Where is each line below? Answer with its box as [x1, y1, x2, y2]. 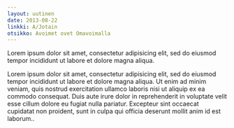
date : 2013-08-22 [7, 17, 58, 24]
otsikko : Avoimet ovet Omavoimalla [7, 29, 111, 37]
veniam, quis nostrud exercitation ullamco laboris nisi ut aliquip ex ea [7, 85, 205, 93]
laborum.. [7, 115, 35, 123]
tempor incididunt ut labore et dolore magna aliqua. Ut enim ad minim [7, 78, 207, 86]
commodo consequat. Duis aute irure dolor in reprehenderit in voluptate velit [7, 92, 227, 101]
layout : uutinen [7, 10, 54, 17]
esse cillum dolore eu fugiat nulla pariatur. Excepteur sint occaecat [7, 99, 199, 108]
